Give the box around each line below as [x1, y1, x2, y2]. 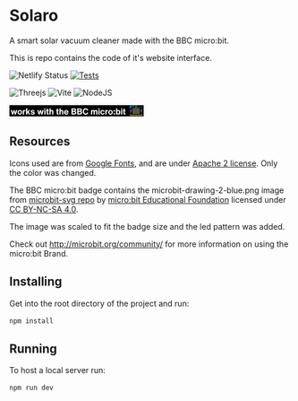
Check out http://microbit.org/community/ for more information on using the [9, 239, 289, 249]
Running [9, 341, 58, 356]
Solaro [9, 5, 59, 26]
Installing [9, 275, 63, 290]
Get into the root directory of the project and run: [9, 298, 190, 309]
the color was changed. [9, 167, 97, 178]
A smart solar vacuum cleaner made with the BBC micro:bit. [9, 35, 230, 46]
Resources [9, 134, 71, 149]
